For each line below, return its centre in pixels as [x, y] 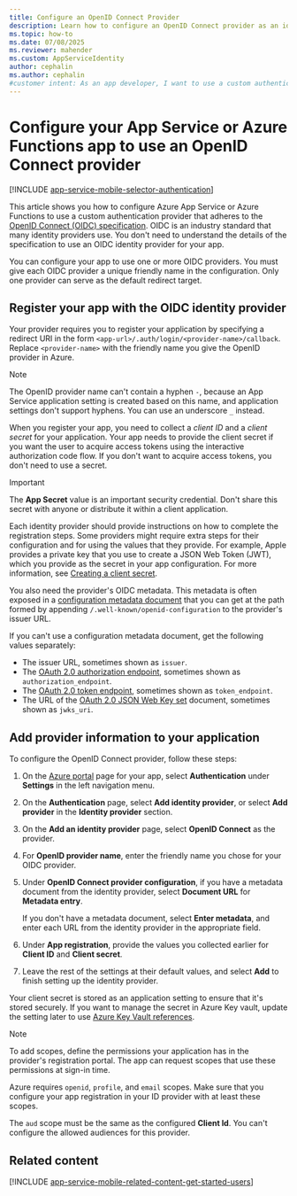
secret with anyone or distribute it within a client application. [119, 509]
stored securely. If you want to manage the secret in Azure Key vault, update [148, 1007]
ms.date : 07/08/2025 [47, 42]
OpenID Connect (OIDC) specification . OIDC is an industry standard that [140, 225]
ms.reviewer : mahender [51, 50]
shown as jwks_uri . [57, 710]
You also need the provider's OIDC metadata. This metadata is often [133, 591]
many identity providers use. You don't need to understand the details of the [148, 235]
